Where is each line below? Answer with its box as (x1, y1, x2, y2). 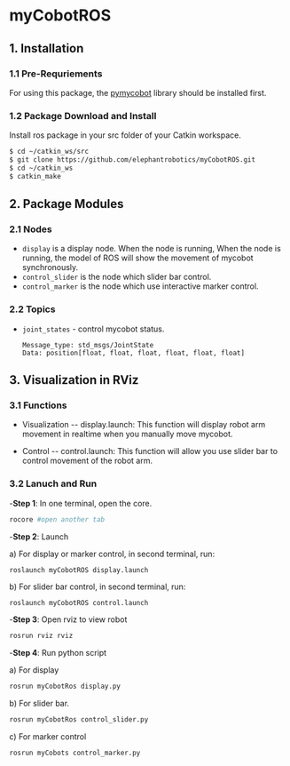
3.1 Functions (9, 399, 67, 411)
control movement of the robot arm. (21, 455, 153, 467)
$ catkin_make (9, 172, 62, 180)
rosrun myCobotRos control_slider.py (9, 715, 149, 724)
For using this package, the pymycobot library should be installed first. (9, 87, 267, 98)
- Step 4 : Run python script (9, 648, 107, 658)
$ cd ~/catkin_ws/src (9, 148, 90, 156)
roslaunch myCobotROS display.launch (9, 565, 149, 574)
